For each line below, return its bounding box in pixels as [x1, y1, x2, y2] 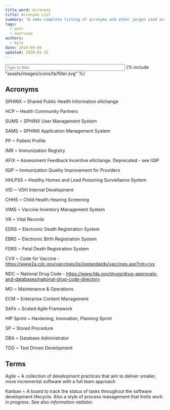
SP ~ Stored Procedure [5, 325, 54, 331]
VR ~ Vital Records [5, 216, 45, 222]
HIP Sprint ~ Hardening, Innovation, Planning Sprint [5, 315, 112, 322]
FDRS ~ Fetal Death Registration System [5, 246, 89, 252]
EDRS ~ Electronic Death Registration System [5, 226, 100, 232]
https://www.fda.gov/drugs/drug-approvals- [66, 271, 158, 277]
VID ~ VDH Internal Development [5, 187, 74, 193]
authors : [5, 36, 24, 41]
